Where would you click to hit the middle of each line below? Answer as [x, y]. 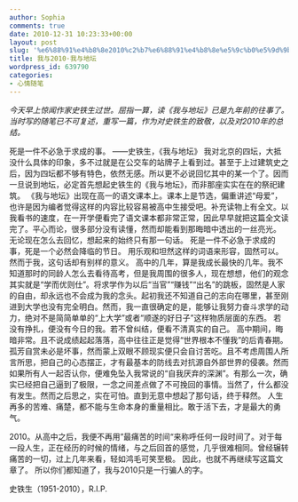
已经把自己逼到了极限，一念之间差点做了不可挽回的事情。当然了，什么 [145, 384]
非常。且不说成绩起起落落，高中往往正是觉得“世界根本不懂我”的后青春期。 [152, 339]
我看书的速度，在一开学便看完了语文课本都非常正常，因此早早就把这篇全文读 [149, 218]
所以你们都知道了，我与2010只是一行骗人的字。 [121, 470]
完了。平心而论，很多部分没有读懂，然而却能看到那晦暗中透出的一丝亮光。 [145, 228]
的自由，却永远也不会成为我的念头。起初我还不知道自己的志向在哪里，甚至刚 [149, 295]
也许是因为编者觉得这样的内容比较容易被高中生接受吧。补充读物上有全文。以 [149, 206]
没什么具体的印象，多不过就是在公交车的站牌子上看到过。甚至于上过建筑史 [145, 162]
